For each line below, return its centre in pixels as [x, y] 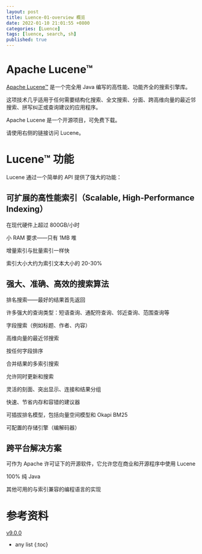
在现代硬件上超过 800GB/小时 [43, 225]
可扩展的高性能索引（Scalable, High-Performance [100, 198]
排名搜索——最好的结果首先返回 [46, 300]
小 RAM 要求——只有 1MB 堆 [41, 238]
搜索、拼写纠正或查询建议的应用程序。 [54, 107]
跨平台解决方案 [34, 448]
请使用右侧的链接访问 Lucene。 [45, 132]
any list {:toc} [31, 544]
